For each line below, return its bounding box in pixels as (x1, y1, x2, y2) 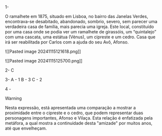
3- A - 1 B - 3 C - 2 (5, 77, 42, 82)
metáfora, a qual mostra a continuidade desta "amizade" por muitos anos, (5, 121, 153, 126)
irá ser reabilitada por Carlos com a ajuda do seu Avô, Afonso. (5, 39, 129, 45)
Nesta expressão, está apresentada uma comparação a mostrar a (5, 105, 136, 110)
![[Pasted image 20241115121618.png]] (5, 48, 81, 54)
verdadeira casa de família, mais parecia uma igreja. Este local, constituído (5, 24, 154, 30)
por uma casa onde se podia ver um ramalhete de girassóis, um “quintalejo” (5, 29, 157, 34)
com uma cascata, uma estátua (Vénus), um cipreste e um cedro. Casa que (5, 34, 156, 40)
